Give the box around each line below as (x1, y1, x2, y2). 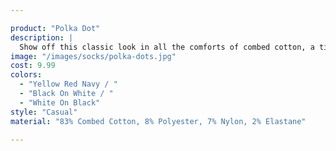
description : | (10, 32, 74, 43)
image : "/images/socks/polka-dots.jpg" (10, 51, 177, 61)
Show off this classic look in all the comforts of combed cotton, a (19, 42, 315, 52)
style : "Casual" (10, 107, 78, 117)
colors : (10, 70, 43, 80)
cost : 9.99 (10, 61, 56, 71)
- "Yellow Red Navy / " (19, 79, 118, 90)
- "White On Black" (19, 97, 101, 108)
